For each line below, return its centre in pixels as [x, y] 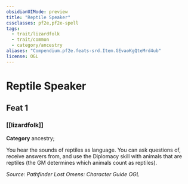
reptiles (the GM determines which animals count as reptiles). [82, 162]
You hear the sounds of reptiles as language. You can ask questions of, [93, 150]
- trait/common [30, 40]
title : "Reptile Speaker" [38, 17]
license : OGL [22, 56]
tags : [13, 28]
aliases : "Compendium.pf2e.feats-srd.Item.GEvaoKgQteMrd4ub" [84, 51]
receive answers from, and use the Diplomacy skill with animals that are [94, 156]
